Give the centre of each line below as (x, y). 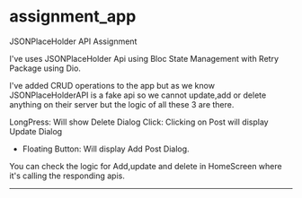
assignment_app (73, 17)
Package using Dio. (45, 68)
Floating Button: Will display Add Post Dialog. (106, 149)
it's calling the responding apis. (67, 176)
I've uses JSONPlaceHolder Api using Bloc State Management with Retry (144, 58)
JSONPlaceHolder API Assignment (73, 41)
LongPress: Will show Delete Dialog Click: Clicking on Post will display (139, 122)
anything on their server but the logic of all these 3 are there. (122, 104)
